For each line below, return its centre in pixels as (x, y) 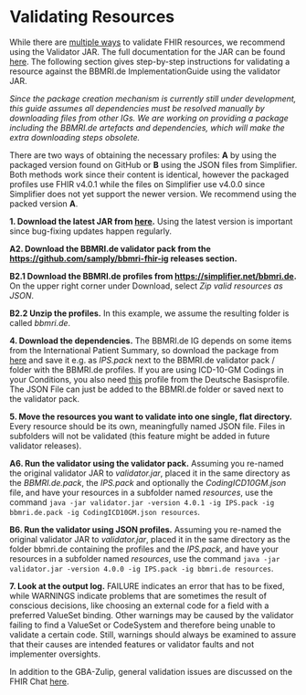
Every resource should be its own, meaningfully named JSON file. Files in (148, 426)
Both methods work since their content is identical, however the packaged (149, 174)
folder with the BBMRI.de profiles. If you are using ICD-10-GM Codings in (147, 369)
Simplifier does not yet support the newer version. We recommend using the (153, 194)
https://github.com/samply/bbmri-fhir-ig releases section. (123, 258)
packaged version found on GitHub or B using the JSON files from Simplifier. (153, 164)
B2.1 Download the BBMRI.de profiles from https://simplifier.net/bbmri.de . (153, 276)
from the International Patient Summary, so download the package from (144, 350)
